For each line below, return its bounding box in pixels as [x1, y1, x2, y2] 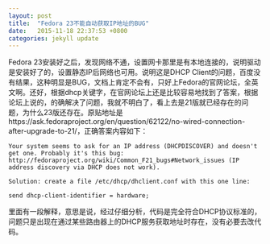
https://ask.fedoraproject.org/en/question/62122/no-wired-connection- [8, 117, 246, 126]
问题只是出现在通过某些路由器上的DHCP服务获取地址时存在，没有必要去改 [8, 217, 255, 226]
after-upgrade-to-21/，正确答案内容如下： [8, 126, 148, 136]
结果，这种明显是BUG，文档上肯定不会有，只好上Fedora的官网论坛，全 [15, 77, 251, 87]
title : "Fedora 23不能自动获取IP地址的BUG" [8, 19, 149, 27]
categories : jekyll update [8, 34, 99, 43]
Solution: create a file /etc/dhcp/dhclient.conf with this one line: [8, 178, 251, 186]
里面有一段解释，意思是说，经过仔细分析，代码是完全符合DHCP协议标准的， [8, 207, 262, 217]
